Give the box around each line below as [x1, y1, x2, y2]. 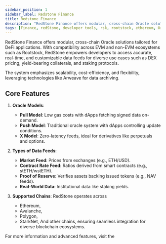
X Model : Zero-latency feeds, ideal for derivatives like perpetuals [19, 133, 153, 139]
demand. [19, 117, 38, 123]
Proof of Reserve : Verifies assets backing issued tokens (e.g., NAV [19, 173, 157, 179]
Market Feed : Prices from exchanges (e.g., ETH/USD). [19, 157, 131, 163]
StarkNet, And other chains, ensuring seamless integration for [19, 218, 146, 224]
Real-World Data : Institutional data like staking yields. [19, 183, 129, 189]
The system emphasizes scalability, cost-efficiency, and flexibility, [5, 70, 140, 76]
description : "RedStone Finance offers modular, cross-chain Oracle [5, 21, 149, 26]
